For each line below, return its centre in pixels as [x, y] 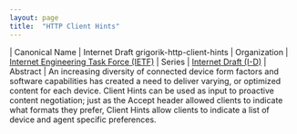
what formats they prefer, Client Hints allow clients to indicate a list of [140, 110]
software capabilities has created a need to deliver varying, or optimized [145, 81]
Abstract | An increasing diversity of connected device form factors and [144, 71]
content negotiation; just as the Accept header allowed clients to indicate [146, 100]
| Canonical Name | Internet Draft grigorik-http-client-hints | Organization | [149, 52]
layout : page [34, 18]
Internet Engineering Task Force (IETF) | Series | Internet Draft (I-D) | [138, 62]
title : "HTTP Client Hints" [65, 26]
